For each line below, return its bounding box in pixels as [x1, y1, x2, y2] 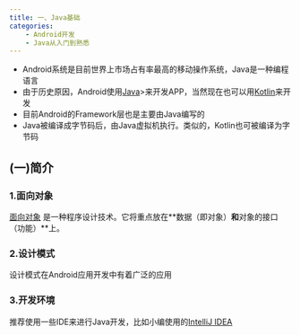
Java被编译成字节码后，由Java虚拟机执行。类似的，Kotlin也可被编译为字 [21, 120, 291, 131]
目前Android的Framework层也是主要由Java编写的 [21, 109, 205, 119]
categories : [9, 22, 54, 31]
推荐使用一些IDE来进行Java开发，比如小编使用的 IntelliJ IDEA [9, 316, 233, 327]
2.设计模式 [9, 247, 56, 260]
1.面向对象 [9, 190, 54, 202]
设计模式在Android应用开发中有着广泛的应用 [9, 269, 172, 280]
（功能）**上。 [9, 222, 65, 234]
